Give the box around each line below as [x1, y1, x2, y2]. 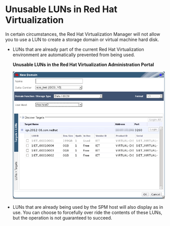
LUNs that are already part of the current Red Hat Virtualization [12, 46, 144, 52]
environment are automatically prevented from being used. [12, 52, 135, 58]
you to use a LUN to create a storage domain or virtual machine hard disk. [5, 36, 159, 43]
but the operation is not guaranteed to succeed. [12, 214, 112, 221]
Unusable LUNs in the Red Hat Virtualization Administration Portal [12, 61, 154, 67]
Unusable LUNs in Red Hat [5, 4, 117, 15]
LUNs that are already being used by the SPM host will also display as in [12, 204, 163, 210]
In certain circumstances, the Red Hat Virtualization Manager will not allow [5, 31, 160, 37]
